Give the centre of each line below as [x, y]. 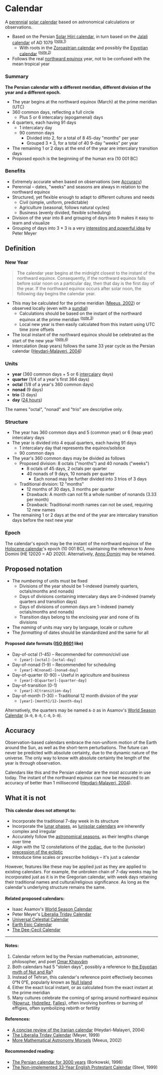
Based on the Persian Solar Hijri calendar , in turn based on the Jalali [80, 36]
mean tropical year [31, 64]
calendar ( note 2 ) [35, 53]
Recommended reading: [30, 1051]
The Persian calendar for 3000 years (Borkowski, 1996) [67, 1062]
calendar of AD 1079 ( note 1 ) [39, 42]
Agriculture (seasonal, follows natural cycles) [65, 207]
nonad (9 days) [28, 390]
